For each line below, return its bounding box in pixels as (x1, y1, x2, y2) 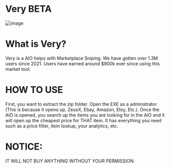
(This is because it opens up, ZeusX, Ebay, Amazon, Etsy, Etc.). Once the (5, 106, 160, 113)
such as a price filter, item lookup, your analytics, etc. (5, 123, 119, 129)
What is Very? (5, 38, 67, 50)
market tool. (5, 66, 31, 72)
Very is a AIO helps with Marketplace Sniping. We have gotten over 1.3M (5, 55, 158, 61)
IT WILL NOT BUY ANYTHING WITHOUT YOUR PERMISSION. (5, 158, 135, 164)
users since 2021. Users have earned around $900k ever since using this (5, 60, 160, 67)
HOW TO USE (5, 84, 63, 96)
